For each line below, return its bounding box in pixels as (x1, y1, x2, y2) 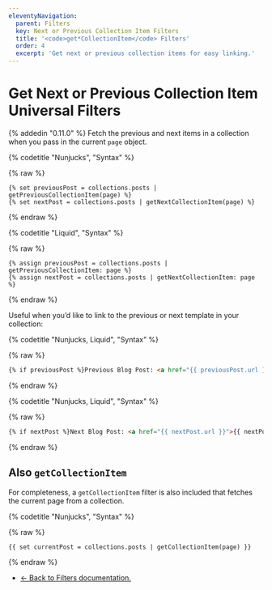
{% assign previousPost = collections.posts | (8, 259, 168, 267)
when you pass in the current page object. (8, 137, 147, 146)
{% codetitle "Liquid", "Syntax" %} (8, 227, 124, 237)
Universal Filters (8, 102, 121, 120)
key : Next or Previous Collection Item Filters (15, 27, 180, 35)
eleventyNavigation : (8, 11, 79, 20)
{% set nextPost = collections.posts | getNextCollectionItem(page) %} (8, 197, 255, 206)
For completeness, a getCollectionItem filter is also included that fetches (8, 487, 253, 497)
